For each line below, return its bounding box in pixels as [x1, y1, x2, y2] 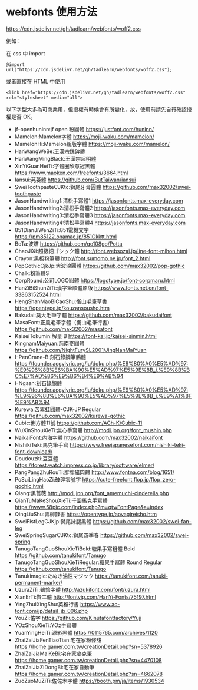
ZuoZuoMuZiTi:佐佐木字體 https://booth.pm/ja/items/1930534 [14, 677, 164, 684]
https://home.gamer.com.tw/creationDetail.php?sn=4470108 [14, 656, 162, 664]
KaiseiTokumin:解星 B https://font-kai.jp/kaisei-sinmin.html [14, 332, 157, 339]
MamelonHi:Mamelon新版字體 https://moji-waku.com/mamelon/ [14, 140, 170, 147]
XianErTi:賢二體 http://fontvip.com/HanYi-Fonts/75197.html [14, 593, 156, 601]
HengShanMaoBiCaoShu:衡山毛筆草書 [14, 298, 108, 305]
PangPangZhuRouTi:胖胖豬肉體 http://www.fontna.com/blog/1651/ [14, 469, 175, 476]
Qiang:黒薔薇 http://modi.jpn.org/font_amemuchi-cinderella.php [14, 489, 169, 496]
